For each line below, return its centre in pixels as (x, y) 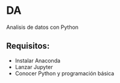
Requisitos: (28, 46)
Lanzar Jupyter (34, 67)
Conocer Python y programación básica (65, 73)
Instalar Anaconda (38, 60)
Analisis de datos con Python (43, 27)
